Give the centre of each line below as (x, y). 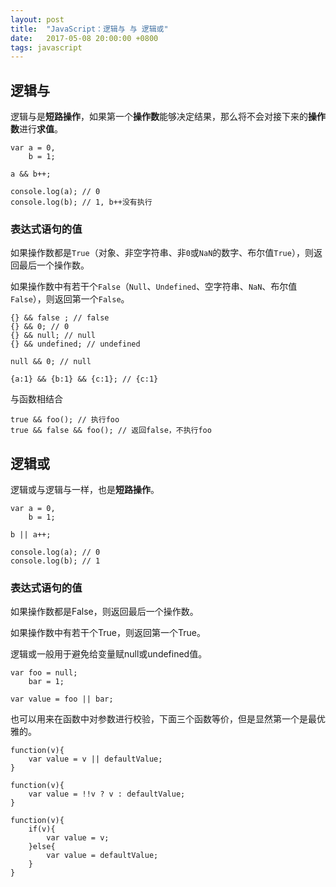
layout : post (37, 19)
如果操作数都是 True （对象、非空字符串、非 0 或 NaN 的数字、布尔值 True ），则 (162, 253)
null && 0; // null (51, 362)
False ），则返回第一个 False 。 (70, 299)
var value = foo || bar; (62, 699)
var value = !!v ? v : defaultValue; (107, 794)
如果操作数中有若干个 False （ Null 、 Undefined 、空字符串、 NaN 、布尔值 (154, 287)
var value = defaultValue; (102, 856)
